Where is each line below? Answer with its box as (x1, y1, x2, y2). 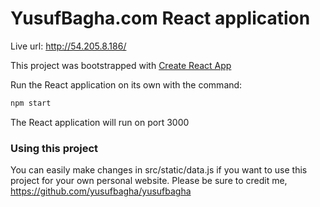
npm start (10, 98, 52, 108)
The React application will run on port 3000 (10, 116, 190, 128)
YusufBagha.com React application (10, 7, 311, 30)
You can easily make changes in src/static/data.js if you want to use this (10, 164, 308, 176)
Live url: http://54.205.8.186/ (10, 40, 127, 52)
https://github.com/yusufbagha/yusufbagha (10, 185, 192, 197)
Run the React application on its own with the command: (10, 78, 243, 91)
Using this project (10, 141, 99, 155)
